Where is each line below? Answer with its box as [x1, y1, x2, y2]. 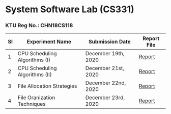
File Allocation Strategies [17, 83, 77, 90]
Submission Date [88, 38, 131, 45]
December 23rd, [85, 94, 125, 101]
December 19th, [85, 50, 125, 57]
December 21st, [85, 65, 125, 72]
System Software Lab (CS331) [5, 4, 134, 15]
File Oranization [17, 94, 55, 101]
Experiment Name [26, 38, 72, 45]
